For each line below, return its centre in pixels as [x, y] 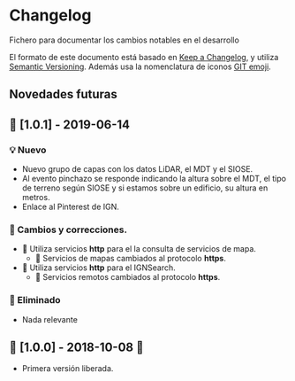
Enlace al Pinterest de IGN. [70, 207]
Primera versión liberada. [68, 369]
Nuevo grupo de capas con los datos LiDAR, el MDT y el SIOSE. [137, 169]
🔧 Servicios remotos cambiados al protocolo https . [128, 277]
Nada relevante [49, 319]
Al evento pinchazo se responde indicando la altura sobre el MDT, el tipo [154, 179]
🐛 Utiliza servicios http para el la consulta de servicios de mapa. [139, 249]
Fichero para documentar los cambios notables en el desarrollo [125, 40]
